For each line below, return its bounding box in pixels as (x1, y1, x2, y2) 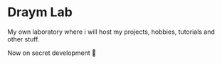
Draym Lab (7, 4, 73, 20)
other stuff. (7, 34, 40, 43)
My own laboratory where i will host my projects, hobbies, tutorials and (7, 27, 216, 36)
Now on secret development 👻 (7, 49, 96, 57)
